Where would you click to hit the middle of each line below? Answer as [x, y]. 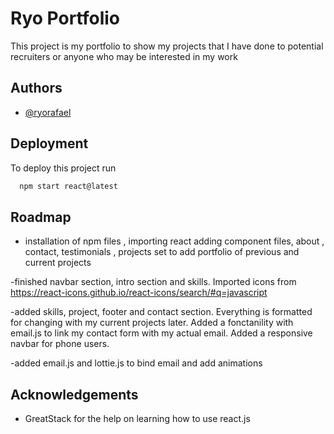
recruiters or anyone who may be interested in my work [124, 56]
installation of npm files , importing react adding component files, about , [174, 241]
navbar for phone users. [60, 344]
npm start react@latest [68, 186]
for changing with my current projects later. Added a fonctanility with [152, 323]
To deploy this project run [63, 168]
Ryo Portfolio [65, 18]
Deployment [49, 143]
